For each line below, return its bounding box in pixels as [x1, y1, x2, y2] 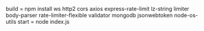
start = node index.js [17, 18, 70, 25]
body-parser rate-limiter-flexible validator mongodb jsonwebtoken [6, 12, 173, 19]
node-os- [173, 12, 198, 19]
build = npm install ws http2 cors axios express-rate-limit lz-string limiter [6, 5, 189, 12]
